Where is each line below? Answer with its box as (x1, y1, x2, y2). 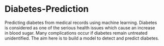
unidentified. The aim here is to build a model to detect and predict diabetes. (4, 35, 159, 41)
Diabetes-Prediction (4, 3, 89, 15)
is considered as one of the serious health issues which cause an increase (4, 24, 155, 30)
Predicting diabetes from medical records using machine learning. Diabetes (4, 20, 158, 25)
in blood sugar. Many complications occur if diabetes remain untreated (4, 30, 148, 36)
